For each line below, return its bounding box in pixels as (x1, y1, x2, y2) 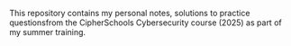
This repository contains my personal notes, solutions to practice (9, 8, 250, 18)
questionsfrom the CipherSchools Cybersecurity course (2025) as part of (9, 17, 282, 28)
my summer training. (9, 27, 86, 37)
